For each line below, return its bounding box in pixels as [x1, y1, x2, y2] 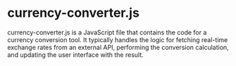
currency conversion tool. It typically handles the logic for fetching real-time [7, 35, 228, 44]
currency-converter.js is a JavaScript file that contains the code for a [7, 28, 207, 37]
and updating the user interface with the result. [7, 51, 144, 59]
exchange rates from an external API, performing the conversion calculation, [7, 43, 229, 51]
